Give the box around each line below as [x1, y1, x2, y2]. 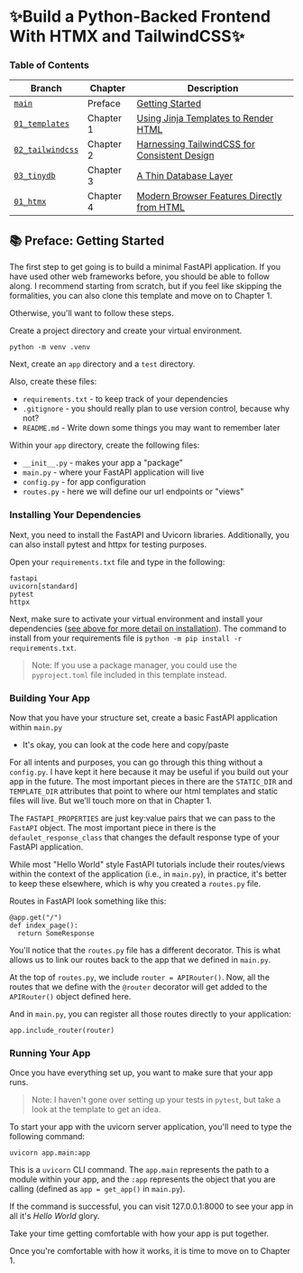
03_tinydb [14, 171, 56, 181]
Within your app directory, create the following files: [9, 440, 200, 451]
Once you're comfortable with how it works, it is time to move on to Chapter [9, 1246, 291, 1257]
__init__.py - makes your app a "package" [22, 458, 183, 469]
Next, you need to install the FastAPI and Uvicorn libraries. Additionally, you [9, 529, 290, 540]
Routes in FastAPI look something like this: [9, 896, 167, 906]
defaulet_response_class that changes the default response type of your [9, 832, 280, 842]
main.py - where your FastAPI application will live [22, 467, 205, 478]
